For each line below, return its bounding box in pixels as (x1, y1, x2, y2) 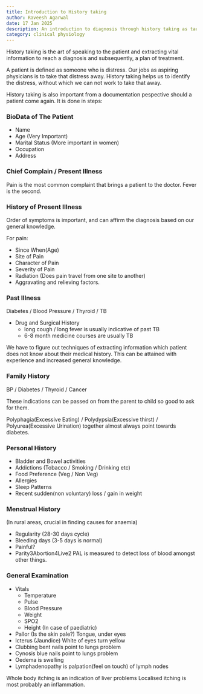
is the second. (6, 187, 42, 195)
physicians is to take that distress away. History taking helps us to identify (6, 73, 190, 80)
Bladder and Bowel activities (14, 457, 86, 465)
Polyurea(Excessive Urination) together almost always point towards (6, 422, 176, 430)
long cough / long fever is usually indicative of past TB (24, 326, 160, 333)
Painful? (14, 544, 36, 551)
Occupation (14, 146, 44, 153)
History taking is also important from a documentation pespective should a (6, 91, 192, 98)
